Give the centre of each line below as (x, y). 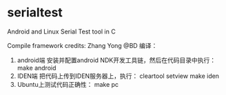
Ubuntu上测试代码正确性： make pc (68, 84)
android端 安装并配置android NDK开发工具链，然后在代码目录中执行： (116, 60)
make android (37, 68)
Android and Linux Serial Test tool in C (61, 31)
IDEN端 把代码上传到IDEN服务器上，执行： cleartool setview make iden (118, 76)
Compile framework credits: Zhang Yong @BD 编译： (82, 45)
